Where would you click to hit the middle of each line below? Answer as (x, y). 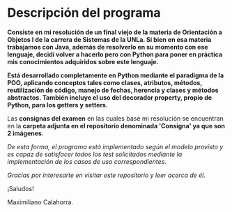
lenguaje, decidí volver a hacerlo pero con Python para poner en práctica (115, 54)
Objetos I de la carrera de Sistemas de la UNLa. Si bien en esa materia (109, 39)
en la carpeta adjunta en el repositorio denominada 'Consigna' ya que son (116, 126)
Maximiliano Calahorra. (40, 202)
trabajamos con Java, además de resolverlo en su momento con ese (108, 47)
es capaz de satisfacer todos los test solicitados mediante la (95, 154)
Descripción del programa (84, 13)
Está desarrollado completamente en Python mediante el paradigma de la (116, 75)
